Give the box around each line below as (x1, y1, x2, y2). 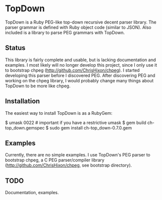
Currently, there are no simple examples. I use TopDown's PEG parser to (5, 152, 150, 158)
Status (5, 44, 26, 52)
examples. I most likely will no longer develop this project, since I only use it (5, 62, 157, 68)
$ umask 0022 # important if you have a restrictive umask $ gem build (5, 120, 146, 125)
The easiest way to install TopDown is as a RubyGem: (5, 110, 113, 116)
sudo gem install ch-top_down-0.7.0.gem (49, 125, 132, 130)
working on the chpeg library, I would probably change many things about (5, 77, 154, 83)
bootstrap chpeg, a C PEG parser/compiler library (5, 157, 105, 163)
